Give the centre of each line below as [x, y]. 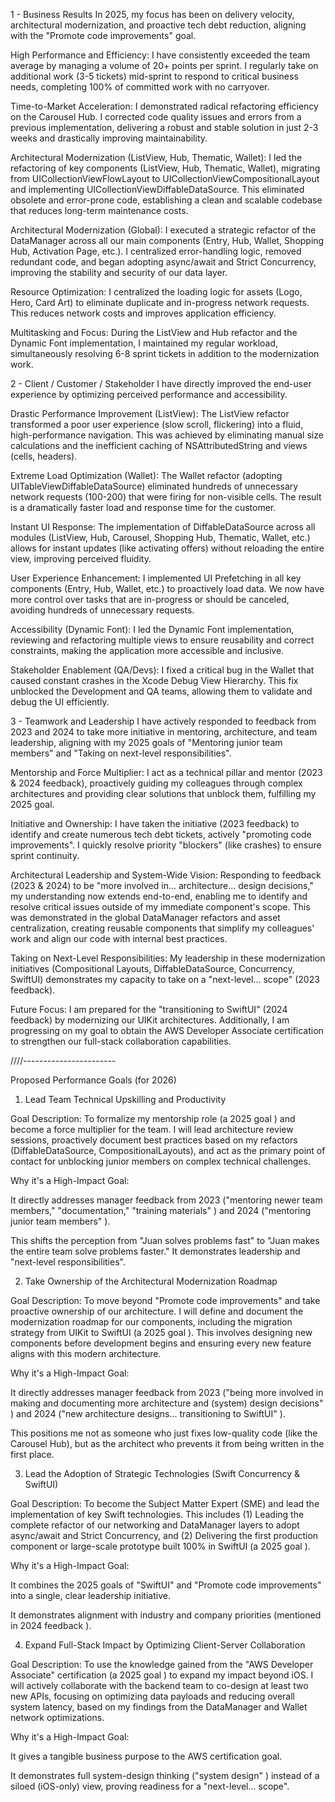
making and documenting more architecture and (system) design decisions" [167, 1403]
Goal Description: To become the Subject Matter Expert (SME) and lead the [165, 1503]
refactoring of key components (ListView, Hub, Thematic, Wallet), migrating [165, 168]
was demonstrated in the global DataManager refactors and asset [145, 917]
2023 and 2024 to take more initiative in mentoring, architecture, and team [164, 732]
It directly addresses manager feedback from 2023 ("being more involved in [167, 1392]
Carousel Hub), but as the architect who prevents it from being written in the [167, 1443]
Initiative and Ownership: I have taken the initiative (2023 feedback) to [155, 823]
